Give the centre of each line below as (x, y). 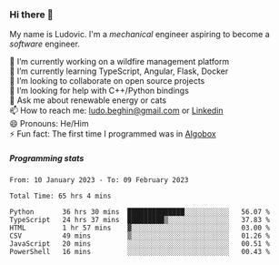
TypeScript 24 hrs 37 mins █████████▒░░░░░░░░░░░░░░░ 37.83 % (140, 220)
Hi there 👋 (32, 15)
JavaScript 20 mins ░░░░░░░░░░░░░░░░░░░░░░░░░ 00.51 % (140, 244)
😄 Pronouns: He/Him (49, 124)
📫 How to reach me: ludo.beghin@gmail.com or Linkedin (117, 111)
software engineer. (45, 44)
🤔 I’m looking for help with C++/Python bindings (99, 91)
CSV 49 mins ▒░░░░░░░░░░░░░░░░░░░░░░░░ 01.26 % (140, 236)
